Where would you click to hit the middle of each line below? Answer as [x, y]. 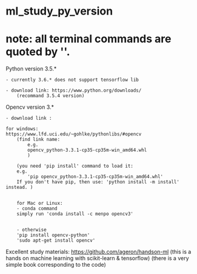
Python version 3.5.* [31, 69]
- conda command [37, 209]
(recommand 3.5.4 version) [51, 96]
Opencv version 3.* [30, 107]
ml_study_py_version [59, 11]
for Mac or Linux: [40, 204]
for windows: [22, 129]
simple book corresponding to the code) [56, 265]
